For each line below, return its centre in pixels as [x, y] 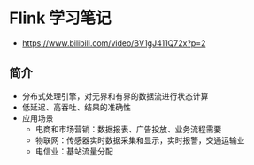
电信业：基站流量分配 [74, 151]
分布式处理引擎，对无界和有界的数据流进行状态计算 [115, 96]
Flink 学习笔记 [60, 18]
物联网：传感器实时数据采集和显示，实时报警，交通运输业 [140, 140]
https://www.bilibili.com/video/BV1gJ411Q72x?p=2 [114, 43]
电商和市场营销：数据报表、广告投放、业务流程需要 [128, 129]
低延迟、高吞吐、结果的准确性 [76, 107]
